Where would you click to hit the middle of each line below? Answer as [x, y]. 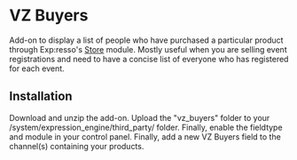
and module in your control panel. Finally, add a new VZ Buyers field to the [145, 136]
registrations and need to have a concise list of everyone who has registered [149, 59]
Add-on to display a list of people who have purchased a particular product [146, 40]
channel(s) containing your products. [77, 146]
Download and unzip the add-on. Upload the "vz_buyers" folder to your [140, 117]
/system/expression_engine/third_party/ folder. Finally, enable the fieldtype [146, 127]
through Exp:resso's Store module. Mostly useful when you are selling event [148, 49]
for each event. [37, 68]
